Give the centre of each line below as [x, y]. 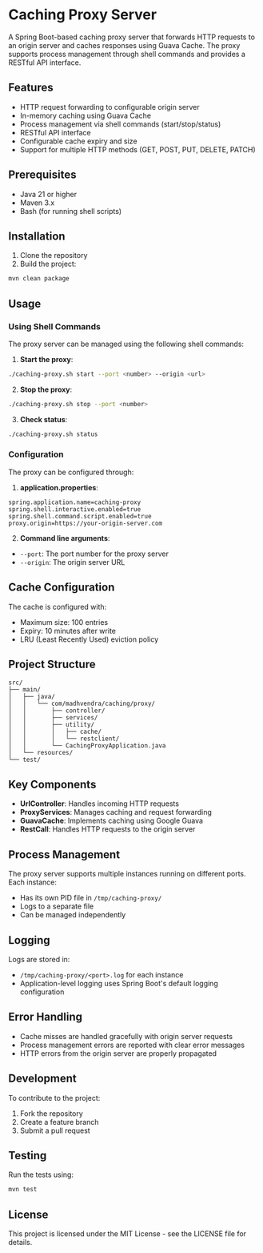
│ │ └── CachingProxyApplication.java [87, 746]
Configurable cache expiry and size [78, 141]
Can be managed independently [73, 915]
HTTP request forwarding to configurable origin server [110, 107]
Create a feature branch [59, 1122]
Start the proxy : [46, 359]
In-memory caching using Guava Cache [86, 115]
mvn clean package [39, 279]
